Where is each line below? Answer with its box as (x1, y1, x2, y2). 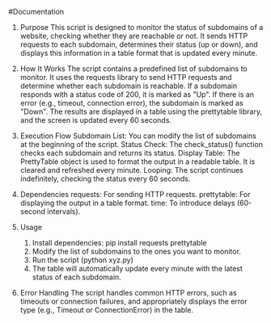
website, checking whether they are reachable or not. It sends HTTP (19, 31, 248, 40)
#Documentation (8, 7, 65, 16)
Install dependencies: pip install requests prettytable (32, 238, 207, 247)
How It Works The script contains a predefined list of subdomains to (19, 64, 248, 73)
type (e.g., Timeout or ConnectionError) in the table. (19, 305, 194, 314)
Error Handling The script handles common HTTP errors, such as (19, 288, 237, 297)
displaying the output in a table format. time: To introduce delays (19, 198, 236, 208)
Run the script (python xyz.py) (32, 255, 133, 265)
